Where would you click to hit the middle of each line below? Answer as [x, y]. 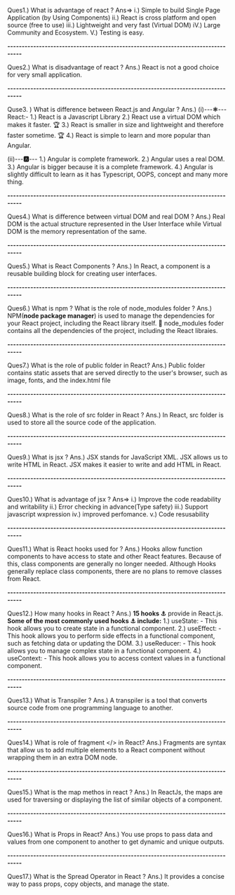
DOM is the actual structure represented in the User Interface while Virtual [115, 224]
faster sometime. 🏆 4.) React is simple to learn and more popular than [109, 135]
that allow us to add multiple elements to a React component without [106, 750]
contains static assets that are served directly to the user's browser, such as [117, 373]
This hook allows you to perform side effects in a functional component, [111, 636]
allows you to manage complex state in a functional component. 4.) [104, 651]
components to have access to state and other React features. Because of [115, 556]
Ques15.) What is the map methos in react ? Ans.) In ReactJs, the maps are [115, 792]
